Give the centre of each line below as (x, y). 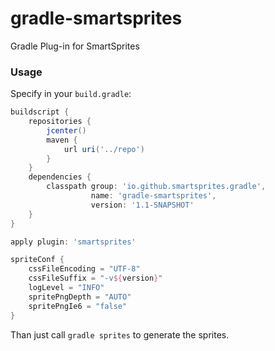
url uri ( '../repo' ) (104, 149)
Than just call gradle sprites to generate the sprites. (120, 334)
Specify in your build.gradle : (71, 94)
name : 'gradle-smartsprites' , (153, 196)
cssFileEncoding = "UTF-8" (84, 269)
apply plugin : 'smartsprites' (73, 242)
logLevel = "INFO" (66, 288)
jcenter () (66, 130)
